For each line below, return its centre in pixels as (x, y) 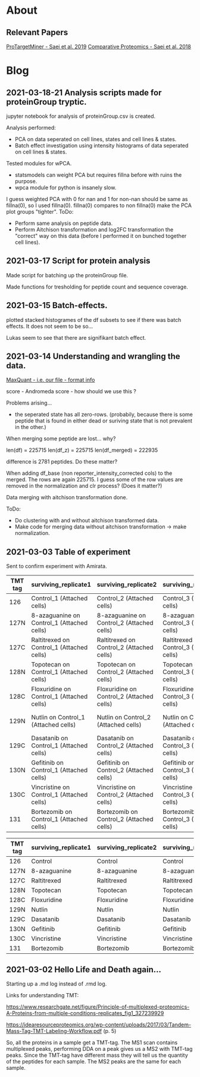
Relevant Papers (37, 32)
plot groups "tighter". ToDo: (40, 212)
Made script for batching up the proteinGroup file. (67, 275)
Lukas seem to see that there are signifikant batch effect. (76, 337)
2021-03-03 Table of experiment (68, 552)
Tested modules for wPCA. (39, 163)
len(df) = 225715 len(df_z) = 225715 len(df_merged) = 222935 (82, 450)
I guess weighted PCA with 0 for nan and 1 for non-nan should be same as (97, 199)
